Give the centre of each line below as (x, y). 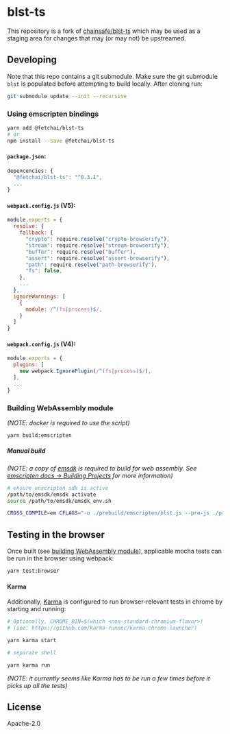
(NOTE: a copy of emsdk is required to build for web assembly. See (102, 468)
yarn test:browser (33, 571)
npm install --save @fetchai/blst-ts (61, 141)
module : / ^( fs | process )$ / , (64, 309)
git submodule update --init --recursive (67, 96)
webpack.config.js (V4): (41, 344)
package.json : (27, 156)
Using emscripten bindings (53, 114)
